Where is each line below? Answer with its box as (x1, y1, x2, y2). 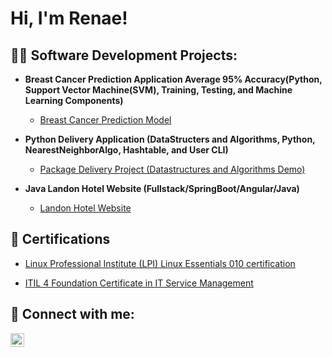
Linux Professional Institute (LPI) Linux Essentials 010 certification (24, 257, 296, 269)
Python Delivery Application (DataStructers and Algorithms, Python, (24, 133, 316, 145)
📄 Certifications (10, 231, 111, 248)
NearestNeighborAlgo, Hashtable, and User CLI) (24, 144, 229, 156)
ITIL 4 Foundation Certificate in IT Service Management (24, 277, 254, 289)
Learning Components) (24, 95, 124, 106)
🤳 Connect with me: (10, 306, 135, 323)
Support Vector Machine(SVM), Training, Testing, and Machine (24, 84, 293, 96)
